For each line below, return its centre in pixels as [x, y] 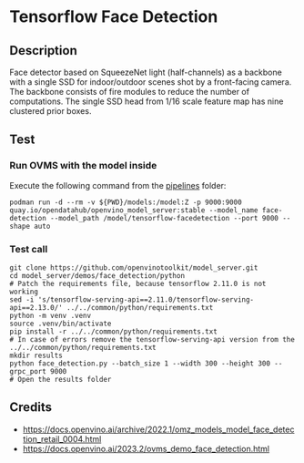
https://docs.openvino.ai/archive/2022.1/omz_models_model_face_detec [158, 429]
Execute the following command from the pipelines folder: [118, 185]
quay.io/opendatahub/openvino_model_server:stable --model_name [134, 210]
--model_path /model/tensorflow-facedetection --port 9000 [164, 218]
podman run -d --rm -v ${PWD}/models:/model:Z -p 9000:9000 [126, 202]
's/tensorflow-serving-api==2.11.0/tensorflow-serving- [146, 299]
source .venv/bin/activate [61, 324]
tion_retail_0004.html [62, 438]
